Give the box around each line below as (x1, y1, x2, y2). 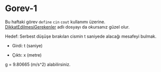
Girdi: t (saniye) (12, 43, 43, 48)
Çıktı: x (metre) (12, 52, 42, 58)
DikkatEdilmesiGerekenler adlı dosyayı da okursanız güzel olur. (5, 24, 130, 29)
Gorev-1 (5, 3, 37, 14)
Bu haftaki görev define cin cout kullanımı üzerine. (5, 19, 105, 25)
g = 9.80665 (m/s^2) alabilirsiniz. (5, 61, 71, 67)
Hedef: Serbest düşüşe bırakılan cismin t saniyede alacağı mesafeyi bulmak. (5, 33, 157, 39)
